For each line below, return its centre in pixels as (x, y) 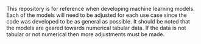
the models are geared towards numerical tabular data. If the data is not (96, 28)
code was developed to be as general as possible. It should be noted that (98, 21)
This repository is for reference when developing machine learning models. (100, 9)
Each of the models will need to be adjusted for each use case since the (97, 15)
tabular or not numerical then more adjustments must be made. (86, 34)
